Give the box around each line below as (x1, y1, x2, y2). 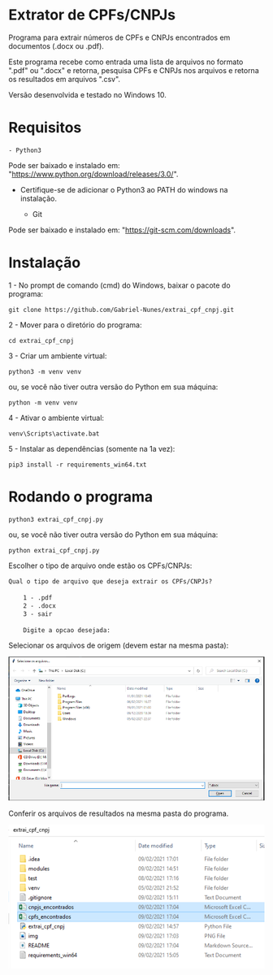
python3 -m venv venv (8, 367, 82, 375)
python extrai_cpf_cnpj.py (8, 546, 100, 554)
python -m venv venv (8, 398, 79, 407)
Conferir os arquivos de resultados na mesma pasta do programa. (8, 808, 229, 818)
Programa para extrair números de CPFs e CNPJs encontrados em (8, 32, 231, 42)
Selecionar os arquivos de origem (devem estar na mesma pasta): (8, 640, 229, 650)
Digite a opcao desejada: (23, 626, 111, 635)
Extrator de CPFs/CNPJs (8, 6, 176, 24)
